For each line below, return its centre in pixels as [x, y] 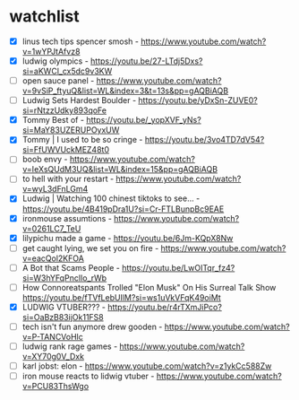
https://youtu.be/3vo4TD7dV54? [205, 140]
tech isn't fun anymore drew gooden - [92, 326]
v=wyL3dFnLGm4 [55, 189]
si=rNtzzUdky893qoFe [64, 110]
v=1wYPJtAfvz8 [51, 52]
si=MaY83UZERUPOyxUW [71, 130]
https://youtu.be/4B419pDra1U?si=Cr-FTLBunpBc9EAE [123, 209]
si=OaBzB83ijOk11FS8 [63, 317]
